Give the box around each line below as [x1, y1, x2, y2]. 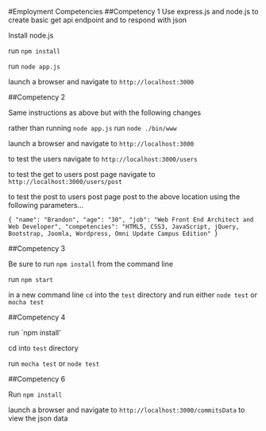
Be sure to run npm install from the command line [8, 259, 173, 268]
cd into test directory [8, 343, 79, 353]
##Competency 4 [8, 312, 66, 322]
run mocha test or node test [8, 359, 100, 368]
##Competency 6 [8, 374, 66, 383]
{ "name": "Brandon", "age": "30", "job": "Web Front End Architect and [8, 216, 254, 224]
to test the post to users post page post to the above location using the [8, 192, 241, 202]
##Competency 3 [8, 244, 66, 253]
